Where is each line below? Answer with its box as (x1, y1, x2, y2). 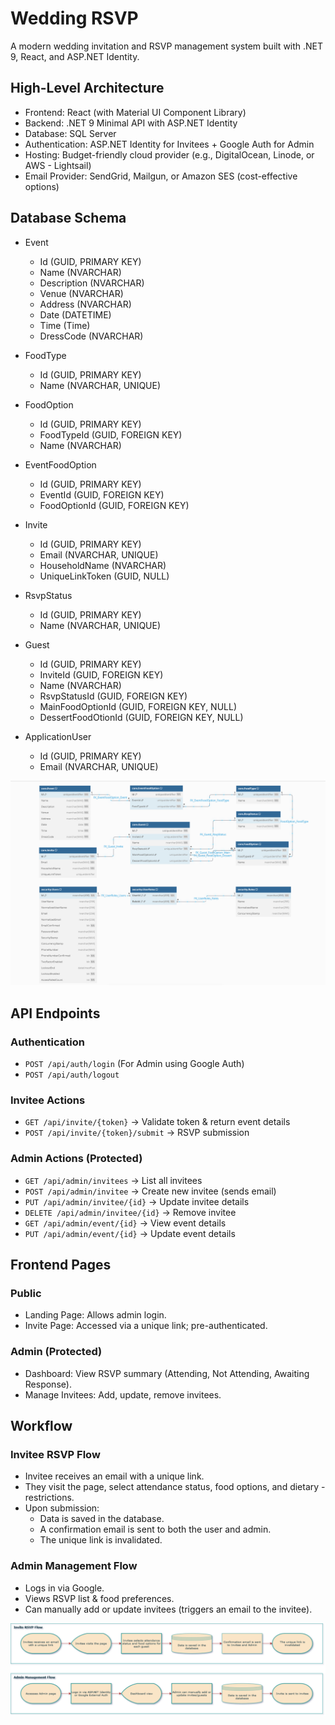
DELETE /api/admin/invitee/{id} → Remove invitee (24, 1206, 237, 1218)
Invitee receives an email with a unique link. (24, 1470, 205, 1482)
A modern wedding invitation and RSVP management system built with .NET (10, 40, 324, 52)
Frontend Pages (10, 1257, 112, 1274)
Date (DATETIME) (39, 308, 112, 321)
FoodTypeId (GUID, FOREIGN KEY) (39, 428, 183, 441)
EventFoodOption (24, 458, 97, 471)
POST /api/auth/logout (24, 1070, 120, 1081)
